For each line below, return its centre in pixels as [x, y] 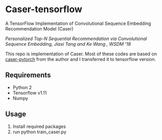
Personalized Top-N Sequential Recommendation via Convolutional [76, 39]
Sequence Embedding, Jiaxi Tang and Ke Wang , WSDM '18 [68, 44]
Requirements [28, 75]
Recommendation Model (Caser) [39, 28]
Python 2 [22, 87]
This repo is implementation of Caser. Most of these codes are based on [81, 54]
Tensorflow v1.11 [30, 93]
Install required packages [39, 126]
